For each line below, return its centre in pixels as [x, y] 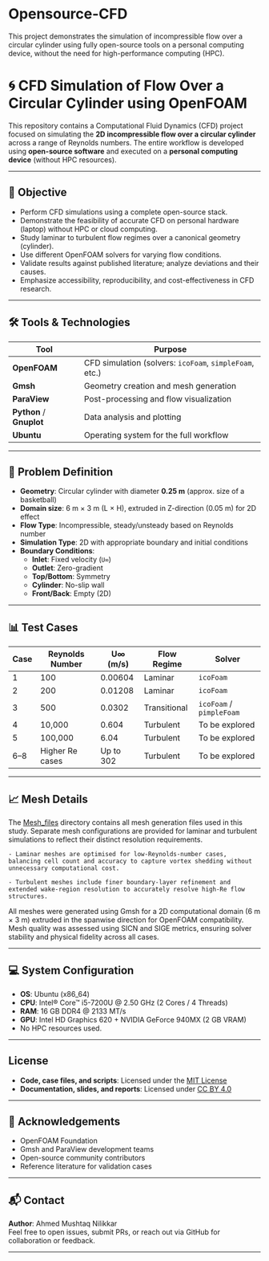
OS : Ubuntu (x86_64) [55, 994]
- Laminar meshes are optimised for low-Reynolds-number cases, [118, 854]
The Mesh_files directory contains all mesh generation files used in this [125, 822]
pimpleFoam [219, 713]
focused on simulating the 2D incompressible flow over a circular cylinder [132, 134]
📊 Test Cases [43, 627]
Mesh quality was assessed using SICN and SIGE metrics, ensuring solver [130, 928]
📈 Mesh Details [48, 799]
